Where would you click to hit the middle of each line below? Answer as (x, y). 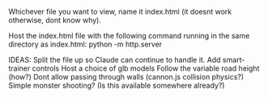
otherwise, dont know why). (55, 20)
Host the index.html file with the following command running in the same (129, 36)
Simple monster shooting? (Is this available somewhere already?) (117, 85)
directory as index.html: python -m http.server (85, 44)
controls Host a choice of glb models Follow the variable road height (146, 68)
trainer (19, 68)
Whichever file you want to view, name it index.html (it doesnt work (120, 12)
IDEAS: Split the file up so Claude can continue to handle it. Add (115, 60)
